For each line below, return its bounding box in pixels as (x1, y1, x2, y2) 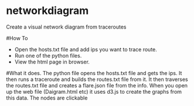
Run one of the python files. (14, 52, 82, 59)
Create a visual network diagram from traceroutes (6, 23, 127, 30)
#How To (6, 34, 28, 41)
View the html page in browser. (14, 58, 90, 65)
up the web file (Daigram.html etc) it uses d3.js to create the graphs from (6, 88, 182, 95)
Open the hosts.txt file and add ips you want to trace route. (14, 45, 157, 53)
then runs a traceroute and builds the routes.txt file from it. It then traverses (6, 76, 189, 83)
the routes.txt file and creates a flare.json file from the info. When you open (6, 82, 188, 89)
